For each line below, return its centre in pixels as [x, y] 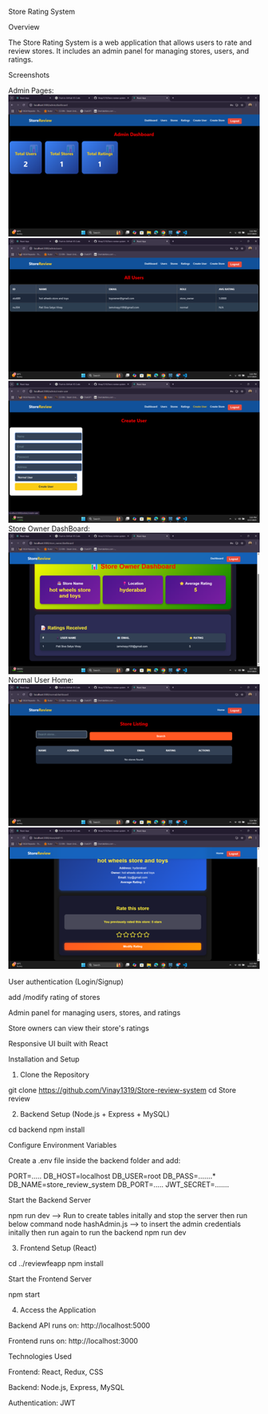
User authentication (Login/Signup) [66, 982]
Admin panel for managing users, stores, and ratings [95, 1013]
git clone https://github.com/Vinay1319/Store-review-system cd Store [122, 1090]
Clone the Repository [55, 1075]
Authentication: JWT [42, 1403]
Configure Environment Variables [63, 1145]
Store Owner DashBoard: [49, 528]
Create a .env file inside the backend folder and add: [95, 1161]
